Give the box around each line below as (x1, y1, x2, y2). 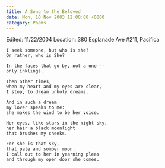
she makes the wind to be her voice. (6, 110, 100, 116)
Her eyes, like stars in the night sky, (6, 120, 108, 126)
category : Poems (6, 20, 46, 26)
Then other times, (6, 78, 52, 85)
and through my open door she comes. (6, 157, 100, 163)
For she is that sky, (6, 141, 60, 147)
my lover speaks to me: (6, 104, 65, 110)
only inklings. (6, 68, 44, 74)
